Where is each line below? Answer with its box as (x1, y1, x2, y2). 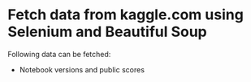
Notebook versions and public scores (19, 64, 145, 74)
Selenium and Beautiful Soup (7, 23, 208, 41)
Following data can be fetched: (7, 49, 111, 59)
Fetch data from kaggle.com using (7, 6, 245, 24)
